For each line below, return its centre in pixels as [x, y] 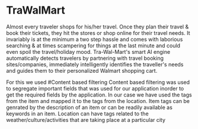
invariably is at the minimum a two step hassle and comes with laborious [95, 39]
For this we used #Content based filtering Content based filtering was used [98, 82]
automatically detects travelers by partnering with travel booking [85, 58]
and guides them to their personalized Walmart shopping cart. [82, 70]
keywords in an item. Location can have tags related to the [78, 114]
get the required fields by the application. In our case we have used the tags [99, 95]
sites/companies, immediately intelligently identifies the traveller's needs [95, 64]
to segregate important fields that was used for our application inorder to [95, 88]
